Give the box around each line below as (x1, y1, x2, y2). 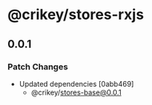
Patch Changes (7, 61, 69, 72)
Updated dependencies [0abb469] (18, 79, 134, 88)
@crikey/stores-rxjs (7, 6, 145, 24)
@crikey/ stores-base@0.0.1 (30, 87, 122, 97)
